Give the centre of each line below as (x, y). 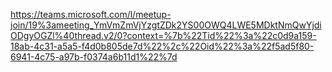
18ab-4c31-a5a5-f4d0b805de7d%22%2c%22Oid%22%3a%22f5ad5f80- (162, 46)
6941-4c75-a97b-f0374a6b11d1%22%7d (94, 57)
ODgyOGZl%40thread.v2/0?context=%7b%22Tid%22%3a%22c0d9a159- (163, 35)
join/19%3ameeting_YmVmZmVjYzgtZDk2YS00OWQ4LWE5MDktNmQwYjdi (166, 25)
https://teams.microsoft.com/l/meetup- (91, 14)
